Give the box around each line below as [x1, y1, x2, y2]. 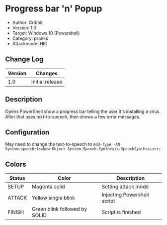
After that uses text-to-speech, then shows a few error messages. [5, 113, 141, 119]
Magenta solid [31, 183, 66, 190]
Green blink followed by [31, 206, 87, 213]
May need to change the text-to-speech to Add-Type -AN [5, 141, 120, 147]
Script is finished [101, 209, 141, 216]
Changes [35, 70, 58, 77]
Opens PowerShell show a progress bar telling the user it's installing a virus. [5, 108, 161, 114]
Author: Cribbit [12, 19, 43, 25]
